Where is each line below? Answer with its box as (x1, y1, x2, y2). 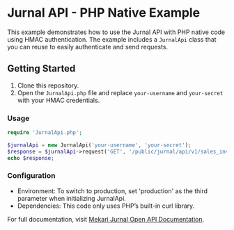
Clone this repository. (17, 81, 79, 90)
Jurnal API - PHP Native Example (7, 5, 201, 21)
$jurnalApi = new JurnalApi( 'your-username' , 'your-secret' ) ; (7, 141, 192, 149)
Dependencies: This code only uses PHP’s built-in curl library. (17, 202, 195, 210)
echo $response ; (7, 154, 54, 161)
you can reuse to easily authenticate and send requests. (7, 42, 169, 51)
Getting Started (7, 63, 76, 74)
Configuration (7, 171, 56, 181)
